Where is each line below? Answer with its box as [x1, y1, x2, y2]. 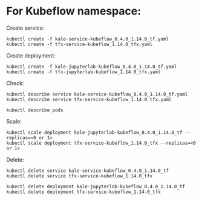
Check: [6, 79, 24, 87]
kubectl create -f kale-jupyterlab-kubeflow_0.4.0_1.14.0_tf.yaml [6, 64, 177, 70]
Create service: [6, 24, 45, 31]
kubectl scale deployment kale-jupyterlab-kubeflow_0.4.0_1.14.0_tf [6, 129, 183, 136]
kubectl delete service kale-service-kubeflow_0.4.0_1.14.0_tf [6, 168, 169, 174]
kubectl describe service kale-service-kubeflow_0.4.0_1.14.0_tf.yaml [6, 91, 188, 97]
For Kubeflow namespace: [6, 4, 142, 18]
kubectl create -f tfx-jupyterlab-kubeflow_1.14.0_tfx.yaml [6, 68, 161, 75]
